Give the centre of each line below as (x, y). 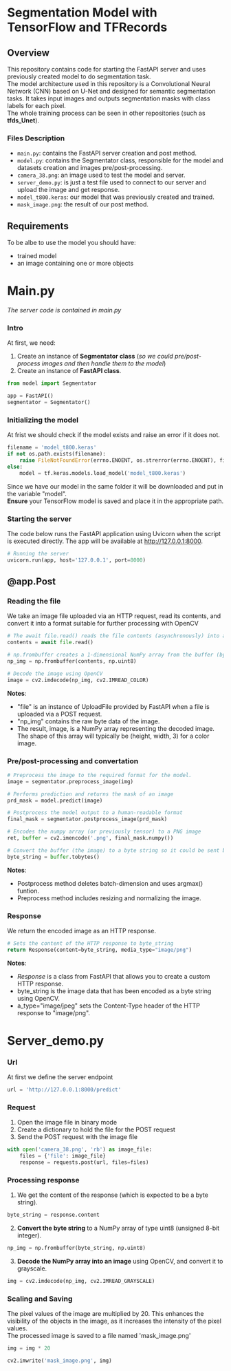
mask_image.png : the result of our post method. (83, 204)
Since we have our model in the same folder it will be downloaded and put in (115, 486)
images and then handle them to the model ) (104, 363)
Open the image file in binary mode (67, 1123)
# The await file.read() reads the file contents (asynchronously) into (113, 636)
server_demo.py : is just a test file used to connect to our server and (111, 182)
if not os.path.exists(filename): (57, 454)
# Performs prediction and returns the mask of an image (90, 794)
